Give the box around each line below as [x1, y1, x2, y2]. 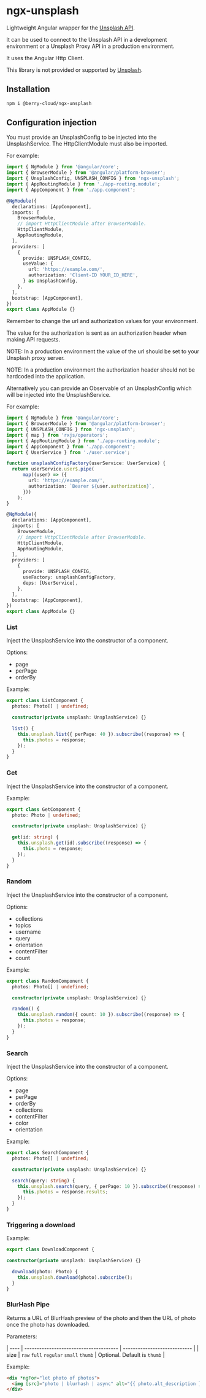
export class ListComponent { [6, 698, 84, 704]
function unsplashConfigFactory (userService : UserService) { [6, 460, 166, 467]
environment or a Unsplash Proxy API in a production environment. [6, 42, 175, 50]
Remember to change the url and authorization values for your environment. [6, 318, 198, 325]
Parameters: [6, 1332, 37, 1340]
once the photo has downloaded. [6, 1321, 90, 1328]
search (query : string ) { [12, 1177, 75, 1184]
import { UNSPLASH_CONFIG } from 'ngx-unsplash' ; [6, 426, 136, 433]
